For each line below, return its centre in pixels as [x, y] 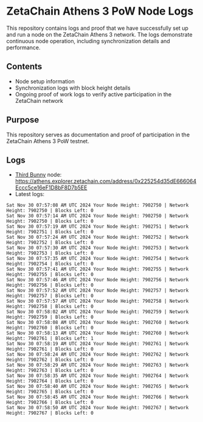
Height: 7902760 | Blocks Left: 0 [50, 328]
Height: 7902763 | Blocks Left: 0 [50, 371]
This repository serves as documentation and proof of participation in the [98, 135]
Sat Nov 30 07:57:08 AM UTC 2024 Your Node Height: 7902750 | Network [98, 205]
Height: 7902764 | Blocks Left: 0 [50, 381]
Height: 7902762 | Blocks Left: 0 [50, 360]
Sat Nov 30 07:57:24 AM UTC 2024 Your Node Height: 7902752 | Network [98, 237]
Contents [24, 67]
